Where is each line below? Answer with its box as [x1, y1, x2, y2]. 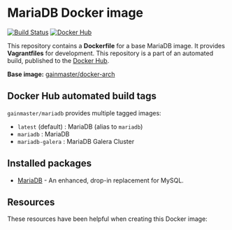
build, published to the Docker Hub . [7, 56, 110, 64]
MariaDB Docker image [7, 5, 144, 21]
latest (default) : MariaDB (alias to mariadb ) [17, 122, 143, 131]
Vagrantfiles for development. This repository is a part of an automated [7, 49, 214, 57]
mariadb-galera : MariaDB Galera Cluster [17, 137, 135, 145]
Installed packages [7, 157, 92, 169]
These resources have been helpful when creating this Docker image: [7, 215, 208, 223]
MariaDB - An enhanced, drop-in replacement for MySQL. [17, 176, 184, 185]
